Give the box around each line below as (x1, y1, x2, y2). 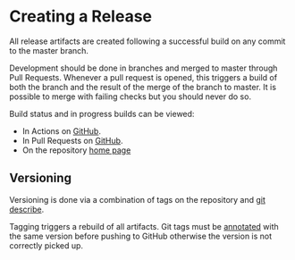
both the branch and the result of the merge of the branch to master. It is (9, 81, 277, 92)
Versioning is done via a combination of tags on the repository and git (9, 194, 266, 205)
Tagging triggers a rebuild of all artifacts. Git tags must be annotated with (9, 221, 279, 231)
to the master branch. (9, 45, 89, 55)
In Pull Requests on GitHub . (21, 135, 123, 146)
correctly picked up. (9, 239, 83, 251)
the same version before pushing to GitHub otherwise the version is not (9, 231, 273, 241)
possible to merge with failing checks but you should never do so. (9, 91, 252, 102)
